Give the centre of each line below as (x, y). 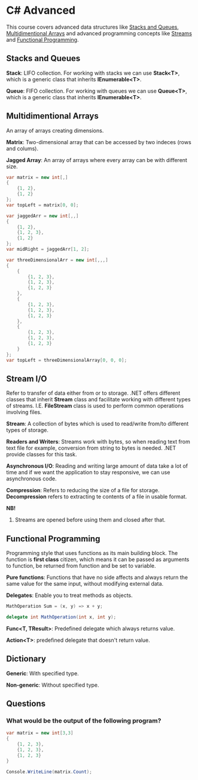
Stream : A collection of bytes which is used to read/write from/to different (98, 424)
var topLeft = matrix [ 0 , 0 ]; (42, 205)
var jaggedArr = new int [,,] (42, 216)
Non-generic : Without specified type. (53, 685)
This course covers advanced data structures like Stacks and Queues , (93, 27)
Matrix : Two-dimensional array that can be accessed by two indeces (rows (99, 142)
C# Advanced (41, 10)
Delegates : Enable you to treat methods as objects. (69, 595)
